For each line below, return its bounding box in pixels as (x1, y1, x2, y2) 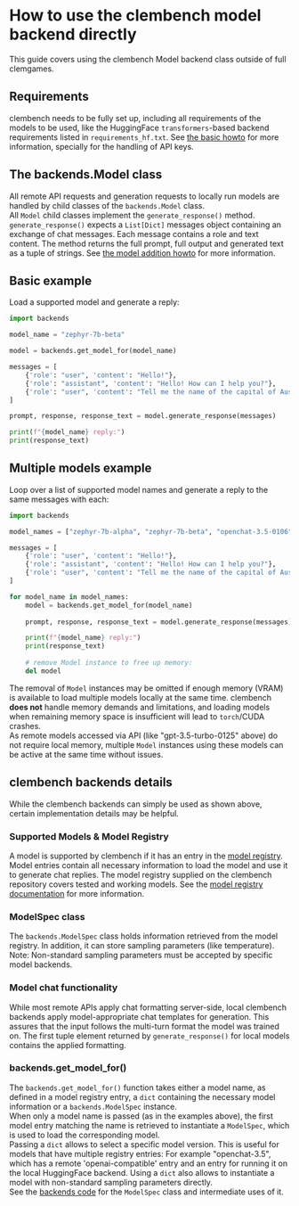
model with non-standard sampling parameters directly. (9, 1177, 214, 1187)
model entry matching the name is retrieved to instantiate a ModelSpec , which (9, 1120, 290, 1130)
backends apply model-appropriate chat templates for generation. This (9, 1011, 270, 1021)
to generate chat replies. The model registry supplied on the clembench (9, 869, 272, 880)
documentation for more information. (9, 888, 145, 898)
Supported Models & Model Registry (9, 830, 169, 842)
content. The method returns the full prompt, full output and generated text (9, 238, 285, 249)
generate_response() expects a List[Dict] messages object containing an (9, 219, 282, 230)
